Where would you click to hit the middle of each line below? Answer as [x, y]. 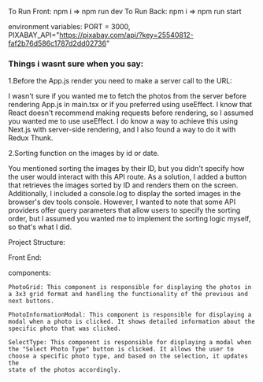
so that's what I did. [40, 227]
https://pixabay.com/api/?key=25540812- [126, 35]
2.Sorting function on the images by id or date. [84, 154]
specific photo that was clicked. [65, 329]
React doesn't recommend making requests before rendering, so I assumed [131, 113]
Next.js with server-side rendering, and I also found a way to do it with [122, 130]
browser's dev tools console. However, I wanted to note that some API [122, 202]
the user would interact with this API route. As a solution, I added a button [128, 177]
